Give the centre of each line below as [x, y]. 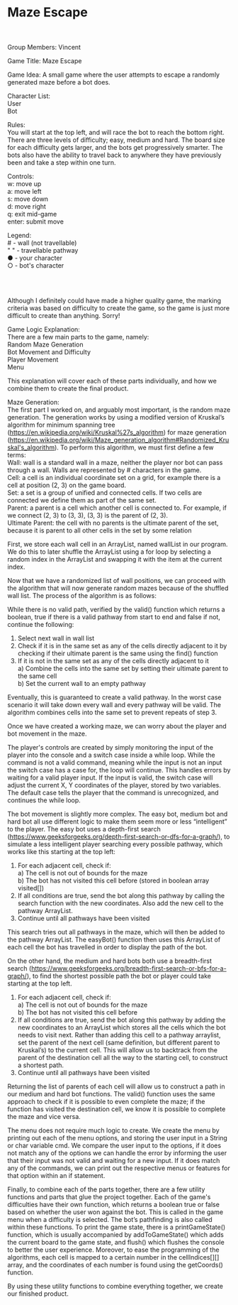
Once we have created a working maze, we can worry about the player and [117, 726]
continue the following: [41, 624]
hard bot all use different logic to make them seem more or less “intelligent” [118, 821]
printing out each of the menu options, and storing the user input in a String [118, 1137]
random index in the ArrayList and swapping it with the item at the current [115, 559]
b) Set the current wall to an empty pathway [82, 683]
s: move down [28, 199]
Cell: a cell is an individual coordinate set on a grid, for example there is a [114, 477]
